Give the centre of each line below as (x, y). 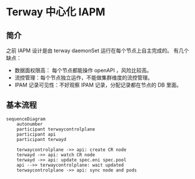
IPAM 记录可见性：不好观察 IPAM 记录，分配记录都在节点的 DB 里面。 (98, 85)
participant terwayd (41, 139)
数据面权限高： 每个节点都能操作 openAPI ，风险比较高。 (83, 70)
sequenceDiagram (26, 119)
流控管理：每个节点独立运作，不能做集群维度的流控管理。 (83, 78)
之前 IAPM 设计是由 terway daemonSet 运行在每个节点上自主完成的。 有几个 (97, 51)
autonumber (30, 124)
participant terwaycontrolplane (56, 129)
